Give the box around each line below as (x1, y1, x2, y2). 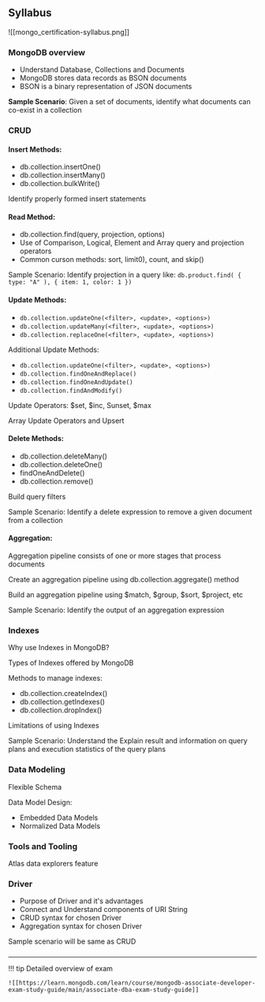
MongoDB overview (8, 47, 85, 58)
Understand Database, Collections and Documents (19, 65, 185, 74)
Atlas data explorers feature (8, 858, 99, 868)
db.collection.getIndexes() (19, 697, 105, 707)
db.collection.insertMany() (19, 170, 106, 180)
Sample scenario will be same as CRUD (8, 937, 136, 946)
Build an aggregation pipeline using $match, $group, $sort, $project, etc (8, 590, 243, 600)
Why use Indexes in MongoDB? (8, 643, 110, 652)
